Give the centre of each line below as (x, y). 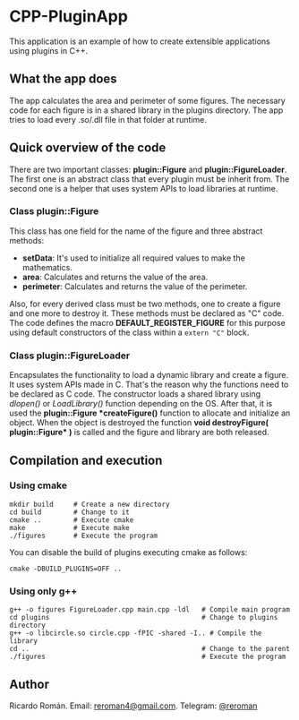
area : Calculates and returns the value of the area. (115, 277)
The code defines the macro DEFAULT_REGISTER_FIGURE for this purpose (148, 322)
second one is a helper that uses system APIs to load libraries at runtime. (144, 188)
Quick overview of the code (88, 148)
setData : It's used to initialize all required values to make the (134, 258)
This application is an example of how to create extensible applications (140, 41)
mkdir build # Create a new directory (90, 504)
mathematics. (47, 267)
